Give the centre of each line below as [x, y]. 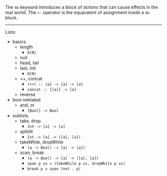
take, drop [30, 121]
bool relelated [26, 100]
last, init [28, 68]
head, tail [29, 63]
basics [19, 42]
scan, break [32, 153]
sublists [20, 116]
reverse [28, 94]
